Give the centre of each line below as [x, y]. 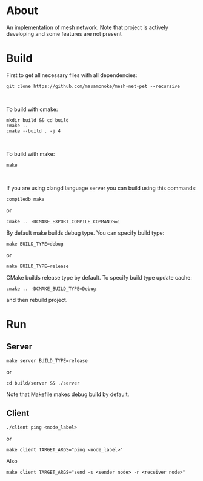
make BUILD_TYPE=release [38, 266]
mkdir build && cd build [38, 120]
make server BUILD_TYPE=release [47, 361]
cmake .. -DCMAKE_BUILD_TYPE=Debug [51, 289]
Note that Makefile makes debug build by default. [68, 394]
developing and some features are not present [64, 33]
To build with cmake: [32, 109]
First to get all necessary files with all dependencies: [72, 75]
